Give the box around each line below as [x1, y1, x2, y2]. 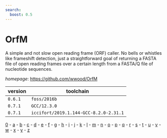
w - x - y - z [5, 127, 30, 133]
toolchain [66, 88, 90, 95]
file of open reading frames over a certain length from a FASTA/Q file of [5, 61, 153, 67]
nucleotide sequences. [5, 66, 53, 72]
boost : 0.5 [10, 12, 33, 17]
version [8, 88, 27, 95]
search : [5, 7, 22, 13]
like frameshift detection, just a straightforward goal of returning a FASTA [5, 56, 157, 62]
